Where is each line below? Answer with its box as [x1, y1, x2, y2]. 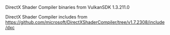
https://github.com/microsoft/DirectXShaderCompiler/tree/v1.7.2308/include [5, 19, 165, 25]
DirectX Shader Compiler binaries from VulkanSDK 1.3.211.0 [5, 4, 130, 10]
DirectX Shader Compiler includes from [5, 14, 88, 19]
